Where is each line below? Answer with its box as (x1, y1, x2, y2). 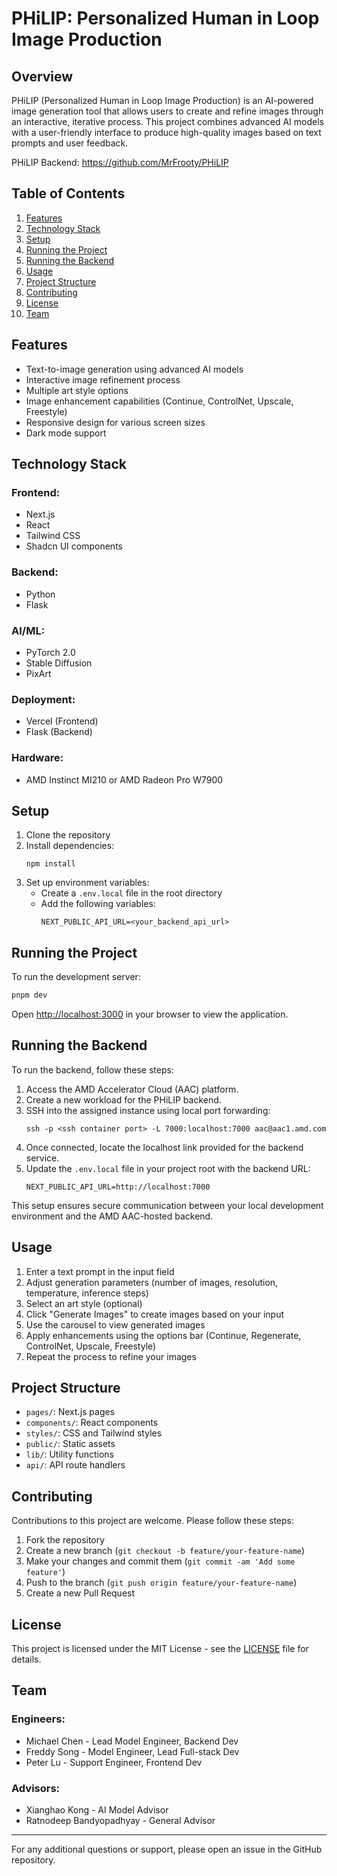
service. (25, 1152, 60, 1164)
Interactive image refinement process (25, 373, 181, 386)
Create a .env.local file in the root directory (40, 887, 223, 899)
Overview (11, 68, 74, 85)
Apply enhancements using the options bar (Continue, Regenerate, (25, 1329, 302, 1341)
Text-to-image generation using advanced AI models (25, 363, 244, 375)
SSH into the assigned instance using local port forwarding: (25, 1104, 271, 1116)
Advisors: (11, 1781, 61, 1795)
